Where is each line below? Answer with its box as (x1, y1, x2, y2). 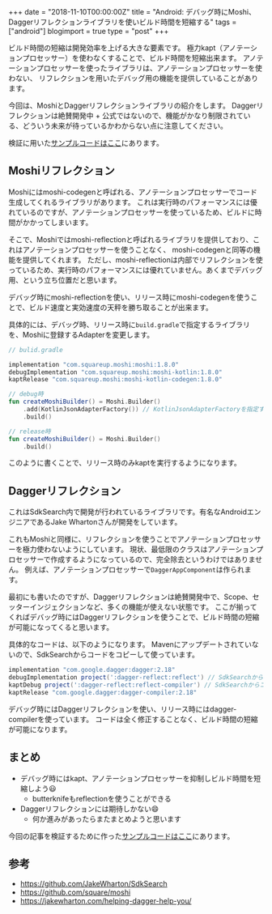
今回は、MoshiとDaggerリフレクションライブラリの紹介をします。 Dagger (8, 100, 257, 110)
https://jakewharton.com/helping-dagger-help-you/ (19, 896, 192, 906)
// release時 (8, 427, 51, 436)
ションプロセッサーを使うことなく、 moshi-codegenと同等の (49, 244, 253, 254)
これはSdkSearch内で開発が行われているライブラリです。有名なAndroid (8, 507, 248, 517)
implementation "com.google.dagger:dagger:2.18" (8, 666, 176, 674)
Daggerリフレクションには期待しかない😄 (19, 804, 159, 814)
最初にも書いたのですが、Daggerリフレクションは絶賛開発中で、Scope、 (8, 592, 253, 602)
